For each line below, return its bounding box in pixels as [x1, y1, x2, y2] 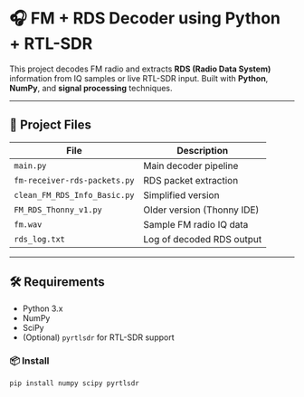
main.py [14, 160, 47, 171]
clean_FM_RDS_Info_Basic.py [14, 190, 135, 200]
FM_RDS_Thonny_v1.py [14, 204, 102, 214]
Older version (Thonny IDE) [143, 203, 260, 216]
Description [176, 144, 229, 156]
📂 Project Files [9, 118, 92, 133]
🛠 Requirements [9, 274, 106, 290]
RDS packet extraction [143, 174, 239, 186]
